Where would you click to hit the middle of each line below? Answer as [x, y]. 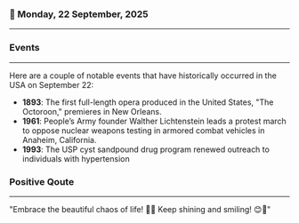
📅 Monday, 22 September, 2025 [79, 14]
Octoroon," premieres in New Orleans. [92, 111]
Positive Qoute [42, 181]
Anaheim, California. [59, 139]
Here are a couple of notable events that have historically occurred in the [143, 76]
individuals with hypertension [76, 158]
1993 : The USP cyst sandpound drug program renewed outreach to [145, 149]
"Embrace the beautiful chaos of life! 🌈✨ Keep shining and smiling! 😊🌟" [140, 209]
